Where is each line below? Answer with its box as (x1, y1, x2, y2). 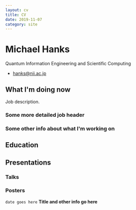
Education (5, 141, 39, 149)
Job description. (5, 99, 40, 104)
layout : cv (5, 7, 29, 13)
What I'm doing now (5, 85, 71, 94)
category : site (5, 21, 38, 27)
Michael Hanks (5, 44, 70, 55)
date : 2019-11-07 (5, 17, 42, 22)
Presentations (5, 158, 51, 167)
